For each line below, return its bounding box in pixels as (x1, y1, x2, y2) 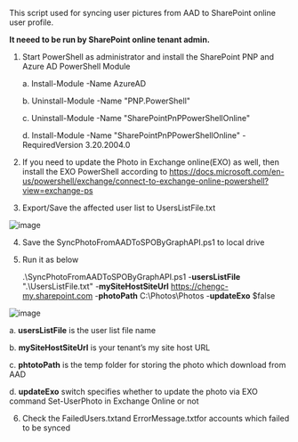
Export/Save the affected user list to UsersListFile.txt (21, 202, 216, 213)
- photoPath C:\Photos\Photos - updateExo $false (94, 291, 276, 301)
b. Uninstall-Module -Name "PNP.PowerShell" (21, 95, 191, 106)
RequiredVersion (21, 140, 84, 150)
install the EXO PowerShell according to (21, 167, 167, 176)
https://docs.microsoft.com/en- (168, 167, 285, 176)
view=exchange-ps (21, 185, 93, 195)
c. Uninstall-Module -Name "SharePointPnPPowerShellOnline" (21, 113, 251, 123)
